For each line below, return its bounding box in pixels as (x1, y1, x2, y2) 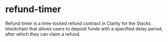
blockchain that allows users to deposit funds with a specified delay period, (5, 25, 163, 31)
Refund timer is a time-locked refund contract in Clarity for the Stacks (5, 20, 151, 26)
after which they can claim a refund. (5, 31, 81, 37)
